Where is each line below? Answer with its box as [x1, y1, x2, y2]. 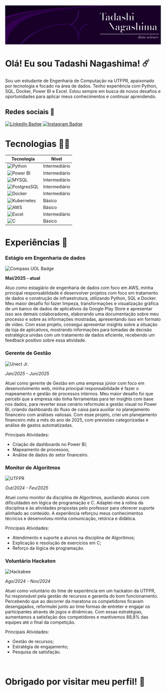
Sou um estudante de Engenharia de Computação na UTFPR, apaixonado [5, 78, 155, 84]
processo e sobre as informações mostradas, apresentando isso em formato [5, 316, 161, 322]
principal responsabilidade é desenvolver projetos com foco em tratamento [5, 290, 158, 296]
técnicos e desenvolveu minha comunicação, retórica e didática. [5, 516, 137, 521]
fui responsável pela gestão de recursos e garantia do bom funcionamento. [5, 593, 159, 599]
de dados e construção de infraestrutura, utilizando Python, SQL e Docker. [5, 295, 157, 302]
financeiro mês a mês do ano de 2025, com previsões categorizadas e [5, 417, 149, 423]
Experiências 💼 [5, 237, 68, 248]
